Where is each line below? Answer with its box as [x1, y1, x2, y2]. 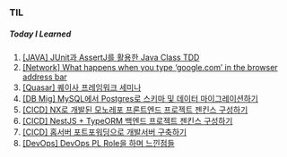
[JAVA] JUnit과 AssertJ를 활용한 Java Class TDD [22, 52, 200, 62]
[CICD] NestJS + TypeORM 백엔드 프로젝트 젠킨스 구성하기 [22, 115, 233, 126]
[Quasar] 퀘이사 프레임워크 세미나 [22, 82, 142, 93]
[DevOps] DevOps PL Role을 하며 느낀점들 [22, 137, 175, 148]
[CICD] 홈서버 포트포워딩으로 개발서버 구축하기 [22, 127, 187, 137]
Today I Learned [9, 29, 72, 39]
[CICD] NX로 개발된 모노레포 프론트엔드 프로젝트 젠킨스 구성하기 [22, 104, 248, 115]
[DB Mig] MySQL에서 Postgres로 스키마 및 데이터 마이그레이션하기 [22, 93, 258, 103]
